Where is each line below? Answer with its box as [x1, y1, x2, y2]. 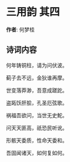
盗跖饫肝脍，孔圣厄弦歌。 [6, 99, 68, 106]
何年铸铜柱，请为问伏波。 [6, 61, 68, 68]
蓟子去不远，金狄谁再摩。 [6, 74, 68, 81]
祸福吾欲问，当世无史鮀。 [6, 111, 68, 118]
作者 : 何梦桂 [6, 26, 35, 33]
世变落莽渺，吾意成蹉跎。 [6, 87, 68, 94]
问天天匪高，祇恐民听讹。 [6, 124, 68, 131]
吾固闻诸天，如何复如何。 [6, 149, 68, 156]
